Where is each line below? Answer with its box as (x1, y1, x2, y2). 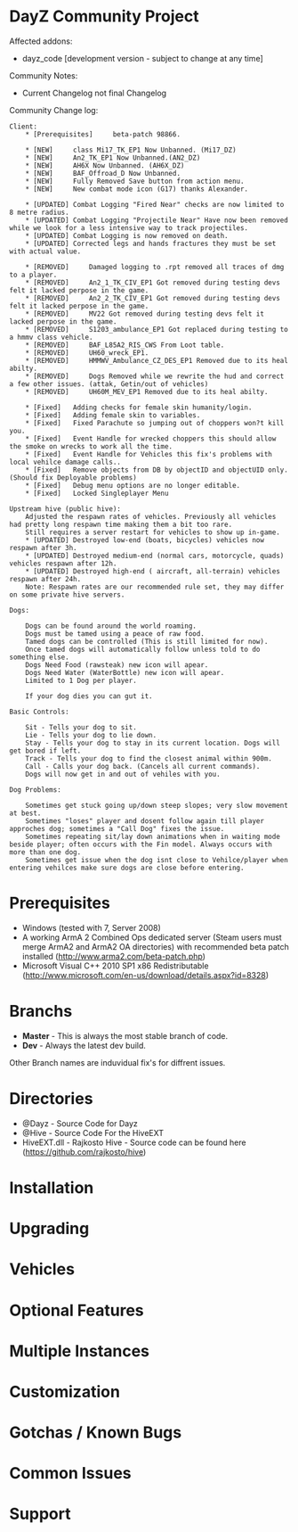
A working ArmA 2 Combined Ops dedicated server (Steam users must (21, 932, 282, 943)
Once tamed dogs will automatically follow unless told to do (25, 645, 261, 654)
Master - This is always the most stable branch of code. (21, 1030, 229, 1041)
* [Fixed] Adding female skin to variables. (25, 410, 201, 420)
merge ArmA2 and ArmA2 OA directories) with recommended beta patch (21, 941, 289, 951)
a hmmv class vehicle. (9, 333, 93, 342)
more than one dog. (9, 847, 82, 857)
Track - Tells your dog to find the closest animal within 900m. (25, 754, 273, 763)
